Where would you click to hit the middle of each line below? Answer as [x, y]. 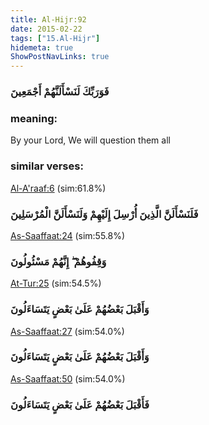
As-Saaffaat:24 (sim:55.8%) [68, 235]
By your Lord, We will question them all [90, 140]
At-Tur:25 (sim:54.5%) [56, 283]
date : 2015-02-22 [46, 29]
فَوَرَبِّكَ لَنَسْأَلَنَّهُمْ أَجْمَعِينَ [60, 92]
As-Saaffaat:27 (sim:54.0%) [67, 331]
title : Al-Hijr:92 [48, 19]
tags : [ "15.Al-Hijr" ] [55, 38]
